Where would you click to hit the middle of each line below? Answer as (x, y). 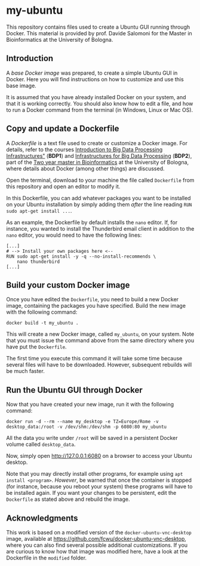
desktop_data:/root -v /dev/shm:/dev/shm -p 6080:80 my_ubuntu (87, 427)
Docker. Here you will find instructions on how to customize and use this (95, 79)
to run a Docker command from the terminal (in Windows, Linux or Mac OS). (100, 110)
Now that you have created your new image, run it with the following (90, 405)
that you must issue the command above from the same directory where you (100, 341)
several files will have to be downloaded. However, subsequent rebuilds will (99, 365)
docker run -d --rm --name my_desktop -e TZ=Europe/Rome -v (83, 422)
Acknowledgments (42, 518)
